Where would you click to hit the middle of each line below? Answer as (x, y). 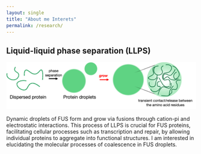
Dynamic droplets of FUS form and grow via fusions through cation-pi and (98, 118)
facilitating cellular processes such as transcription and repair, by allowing (98, 131)
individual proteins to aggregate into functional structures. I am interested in (100, 138)
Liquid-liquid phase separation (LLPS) (79, 50)
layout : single (25, 13)
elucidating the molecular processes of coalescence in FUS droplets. (92, 144)
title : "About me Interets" (42, 19)
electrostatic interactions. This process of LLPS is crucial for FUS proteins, (98, 125)
